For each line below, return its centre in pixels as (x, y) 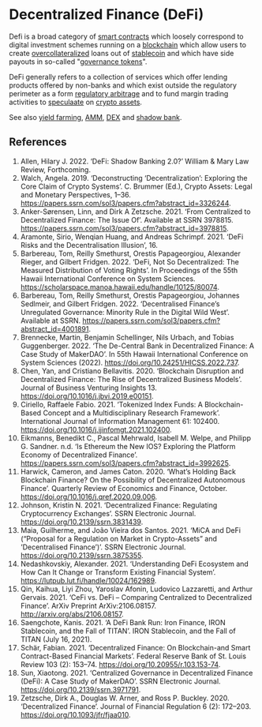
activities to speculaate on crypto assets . (76, 102)
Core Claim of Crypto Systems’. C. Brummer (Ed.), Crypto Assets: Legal (137, 186)
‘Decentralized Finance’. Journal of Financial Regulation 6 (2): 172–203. (136, 706)
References (38, 142)
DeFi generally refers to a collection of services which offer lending (118, 77)
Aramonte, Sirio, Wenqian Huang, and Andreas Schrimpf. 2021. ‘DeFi (132, 236)
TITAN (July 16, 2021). (56, 639)
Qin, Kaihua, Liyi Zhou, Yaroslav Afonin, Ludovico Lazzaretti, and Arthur (137, 589)
